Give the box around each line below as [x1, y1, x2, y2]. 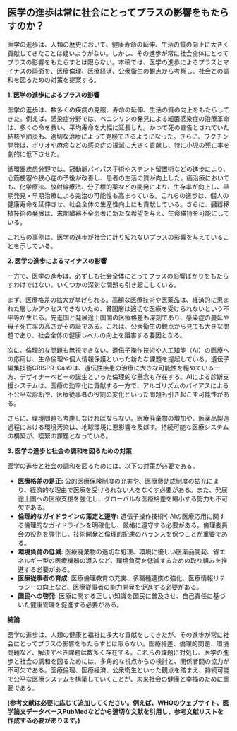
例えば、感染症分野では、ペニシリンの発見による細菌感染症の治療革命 [25, 114, 230, 122]
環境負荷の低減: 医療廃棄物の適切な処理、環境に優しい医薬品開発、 [17, 547, 214, 556]
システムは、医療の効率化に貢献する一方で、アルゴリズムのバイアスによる [13, 381, 229, 390]
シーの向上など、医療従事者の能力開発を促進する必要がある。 [23, 583, 203, 591]
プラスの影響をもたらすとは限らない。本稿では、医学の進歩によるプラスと [7, 57, 224, 66]
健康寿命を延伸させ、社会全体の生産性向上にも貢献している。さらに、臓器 [7, 200, 224, 209]
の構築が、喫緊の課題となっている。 [7, 431, 112, 440]
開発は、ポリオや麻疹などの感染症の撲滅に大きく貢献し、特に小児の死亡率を [7, 141, 230, 149]
